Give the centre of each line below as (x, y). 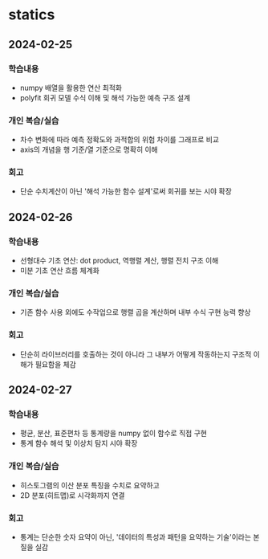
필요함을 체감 (55, 364)
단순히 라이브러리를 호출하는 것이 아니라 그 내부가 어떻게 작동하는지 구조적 (136, 354)
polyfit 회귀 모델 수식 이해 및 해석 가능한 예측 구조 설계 (105, 97)
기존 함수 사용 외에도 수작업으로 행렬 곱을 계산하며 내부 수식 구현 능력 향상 (135, 312)
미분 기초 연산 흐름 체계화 (60, 271)
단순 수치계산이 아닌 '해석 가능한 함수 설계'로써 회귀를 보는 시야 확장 (126, 191)
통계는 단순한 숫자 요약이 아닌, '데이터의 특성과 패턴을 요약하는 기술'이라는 (135, 537)
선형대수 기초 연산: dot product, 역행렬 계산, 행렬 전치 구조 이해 (119, 261)
